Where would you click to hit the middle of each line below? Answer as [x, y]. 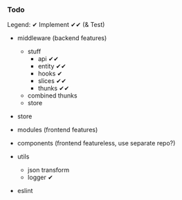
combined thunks [52, 96]
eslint [25, 191]
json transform [48, 170]
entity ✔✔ [52, 66]
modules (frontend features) [57, 130]
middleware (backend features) [62, 38]
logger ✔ [40, 177]
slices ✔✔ [52, 81]
